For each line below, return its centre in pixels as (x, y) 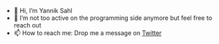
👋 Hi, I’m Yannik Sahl (43, 11)
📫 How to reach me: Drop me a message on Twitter (88, 33)
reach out (27, 25)
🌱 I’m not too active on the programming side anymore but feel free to (113, 18)
